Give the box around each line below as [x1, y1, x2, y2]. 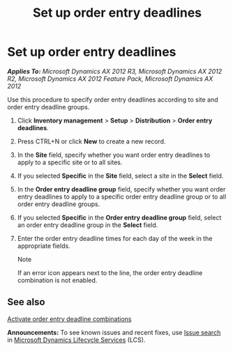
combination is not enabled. [17, 276, 98, 284]
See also [7, 296, 45, 308]
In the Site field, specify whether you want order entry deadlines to [17, 150, 211, 159]
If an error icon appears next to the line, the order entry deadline [17, 268, 203, 276]
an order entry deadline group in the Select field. [17, 221, 158, 229]
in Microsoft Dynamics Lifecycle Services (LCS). [7, 336, 146, 344]
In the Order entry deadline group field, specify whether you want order [17, 185, 226, 193]
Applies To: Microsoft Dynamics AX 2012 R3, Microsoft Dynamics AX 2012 [7, 67, 223, 75]
